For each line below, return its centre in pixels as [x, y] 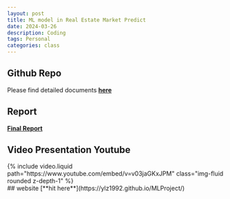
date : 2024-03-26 [32, 26]
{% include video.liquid [40, 167]
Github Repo [34, 73]
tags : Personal [29, 39]
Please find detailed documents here [60, 90]
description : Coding [37, 33]
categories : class [33, 45]
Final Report [25, 128]
